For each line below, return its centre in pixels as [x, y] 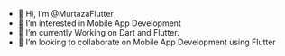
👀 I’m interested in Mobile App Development [100, 23]
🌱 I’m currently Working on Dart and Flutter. [98, 32]
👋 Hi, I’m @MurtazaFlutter [66, 14]
